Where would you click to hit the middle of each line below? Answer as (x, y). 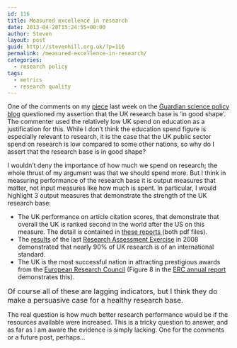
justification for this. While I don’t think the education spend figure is (107, 129)
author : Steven (30, 34)
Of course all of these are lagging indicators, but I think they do (112, 291)
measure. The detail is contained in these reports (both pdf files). (112, 232)
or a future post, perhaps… (47, 337)
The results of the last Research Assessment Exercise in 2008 (108, 240)
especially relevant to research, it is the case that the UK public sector (109, 137)
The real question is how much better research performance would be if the (118, 315)
